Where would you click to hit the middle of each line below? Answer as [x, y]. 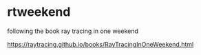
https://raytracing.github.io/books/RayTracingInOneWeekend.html [100, 44]
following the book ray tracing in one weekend [73, 31]
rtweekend [39, 12]
